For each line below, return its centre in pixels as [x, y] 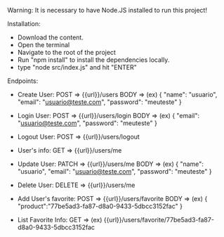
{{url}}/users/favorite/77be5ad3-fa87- [159, 220]
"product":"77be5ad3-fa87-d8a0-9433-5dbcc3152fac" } [100, 206]
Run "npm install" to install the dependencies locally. [93, 60]
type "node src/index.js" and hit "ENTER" [77, 67]
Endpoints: [23, 81]
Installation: [24, 24]
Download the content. [51, 37]
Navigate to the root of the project [66, 52]
